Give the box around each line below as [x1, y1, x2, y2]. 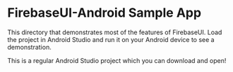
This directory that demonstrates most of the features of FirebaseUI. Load [7, 28, 222, 36]
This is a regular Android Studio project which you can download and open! [7, 56, 227, 64]
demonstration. [7, 43, 52, 51]
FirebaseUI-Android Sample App [7, 5, 202, 21]
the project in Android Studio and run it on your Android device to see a [7, 35, 215, 43]
